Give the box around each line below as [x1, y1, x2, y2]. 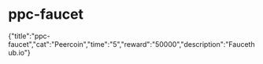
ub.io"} [8, 48, 31, 57]
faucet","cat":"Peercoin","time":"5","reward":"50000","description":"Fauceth [8, 39, 255, 48]
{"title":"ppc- [8, 31, 51, 41]
